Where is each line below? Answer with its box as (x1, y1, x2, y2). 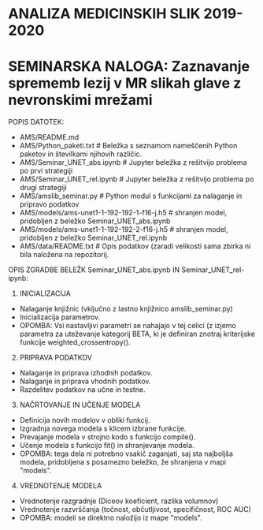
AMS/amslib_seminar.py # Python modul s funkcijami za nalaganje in (19, 191, 243, 201)
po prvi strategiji (19, 166, 73, 176)
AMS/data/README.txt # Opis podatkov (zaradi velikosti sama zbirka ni (19, 241, 251, 251)
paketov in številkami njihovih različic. (19, 149, 143, 159)
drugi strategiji (19, 183, 67, 192)
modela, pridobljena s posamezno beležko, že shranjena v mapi (19, 457, 227, 467)
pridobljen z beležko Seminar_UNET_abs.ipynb (19, 216, 171, 226)
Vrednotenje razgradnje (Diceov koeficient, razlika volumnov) (19, 496, 219, 506)
